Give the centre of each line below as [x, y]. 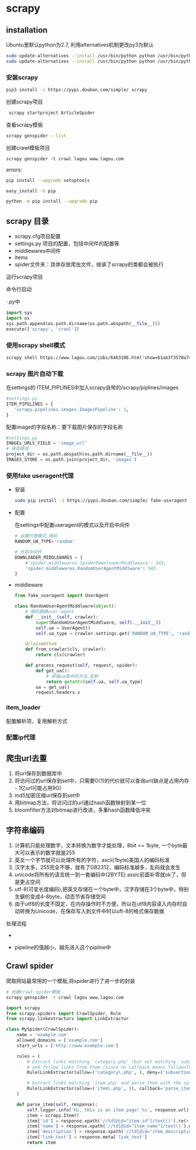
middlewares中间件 [38, 251]
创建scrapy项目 [24, 102]
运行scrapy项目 [24, 277]
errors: [14, 170]
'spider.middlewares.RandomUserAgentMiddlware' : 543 [91, 568]
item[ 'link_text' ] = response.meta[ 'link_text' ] [87, 1137]
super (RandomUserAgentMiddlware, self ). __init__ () [99, 622]
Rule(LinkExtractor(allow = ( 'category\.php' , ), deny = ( [95, 1073]
